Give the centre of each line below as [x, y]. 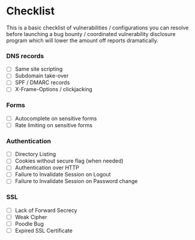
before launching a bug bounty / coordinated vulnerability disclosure [91, 34]
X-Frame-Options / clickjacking [54, 89]
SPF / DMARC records [42, 83]
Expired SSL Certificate [44, 230]
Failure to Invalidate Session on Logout [63, 175]
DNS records [25, 56]
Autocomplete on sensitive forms [56, 118]
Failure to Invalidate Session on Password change [76, 181]
